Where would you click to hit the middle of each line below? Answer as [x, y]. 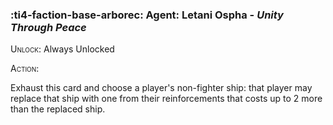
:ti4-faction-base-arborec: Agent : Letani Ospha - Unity [147, 15]
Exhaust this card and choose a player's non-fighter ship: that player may [161, 88]
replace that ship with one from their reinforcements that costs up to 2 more [166, 99]
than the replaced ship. [58, 109]
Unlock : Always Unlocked [62, 49]
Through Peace [48, 27]
